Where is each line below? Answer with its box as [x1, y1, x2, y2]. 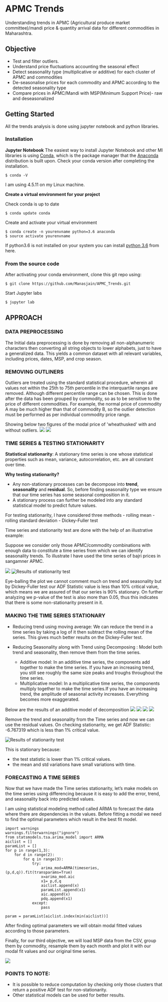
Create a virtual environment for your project [5, 191, 100, 197]
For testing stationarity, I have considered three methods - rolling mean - [5, 512, 155, 518]
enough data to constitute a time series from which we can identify [5, 547, 143, 554]
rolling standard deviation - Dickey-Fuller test [5, 517, 98, 524]
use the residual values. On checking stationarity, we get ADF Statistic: [5, 721, 151, 727]
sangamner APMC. [5, 558, 44, 564]
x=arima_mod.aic [40, 874, 75, 880]
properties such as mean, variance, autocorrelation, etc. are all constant [5, 457, 153, 463]
